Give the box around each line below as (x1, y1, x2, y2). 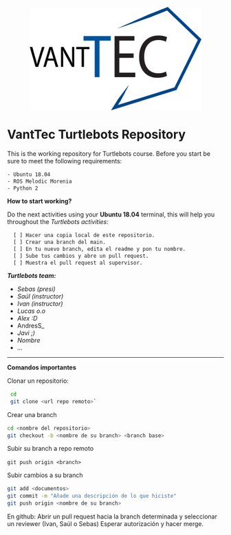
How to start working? (7, 196, 72, 205)
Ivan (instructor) (16, 299, 63, 307)
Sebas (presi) (16, 285, 56, 293)
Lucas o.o (16, 307, 46, 315)
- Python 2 (7, 185, 38, 192)
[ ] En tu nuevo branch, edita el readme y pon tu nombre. (13, 245, 186, 252)
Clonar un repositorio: (7, 376, 69, 385)
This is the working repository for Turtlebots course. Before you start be (7, 149, 211, 158)
